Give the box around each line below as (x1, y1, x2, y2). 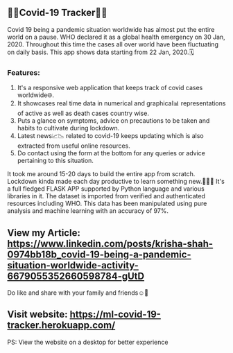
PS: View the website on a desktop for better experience (7, 338, 169, 346)
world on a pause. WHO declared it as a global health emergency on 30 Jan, (7, 33, 225, 41)
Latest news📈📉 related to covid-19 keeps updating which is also (17, 132, 204, 140)
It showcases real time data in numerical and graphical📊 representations (17, 99, 226, 107)
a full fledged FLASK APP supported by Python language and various (7, 184, 205, 193)
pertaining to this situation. (17, 157, 94, 165)
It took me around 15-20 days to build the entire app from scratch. (7, 170, 196, 178)
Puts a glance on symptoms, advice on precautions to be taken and (17, 117, 210, 125)
